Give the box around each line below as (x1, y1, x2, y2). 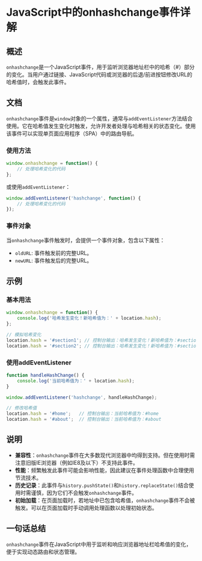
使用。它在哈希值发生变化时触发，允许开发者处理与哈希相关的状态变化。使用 (6, 122, 196, 129)
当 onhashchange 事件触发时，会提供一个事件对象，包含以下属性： (6, 236, 165, 244)
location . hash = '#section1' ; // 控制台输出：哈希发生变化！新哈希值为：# (6, 337, 180, 343)
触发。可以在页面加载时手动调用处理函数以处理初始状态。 (14, 504, 158, 511)
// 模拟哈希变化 (6, 331, 41, 337)
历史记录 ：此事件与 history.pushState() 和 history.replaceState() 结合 (14, 482, 189, 489)
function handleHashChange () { (6, 372, 85, 378)
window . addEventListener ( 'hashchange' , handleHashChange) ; (6, 394, 158, 400)
